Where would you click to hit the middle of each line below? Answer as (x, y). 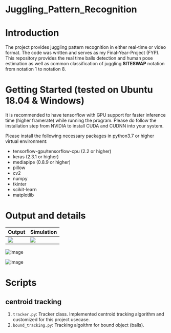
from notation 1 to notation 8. (36, 69)
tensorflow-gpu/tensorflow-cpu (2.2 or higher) (62, 151)
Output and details (46, 216)
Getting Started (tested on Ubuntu (79, 90)
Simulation (44, 232)
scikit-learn (25, 190)
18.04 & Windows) (45, 101)
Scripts (21, 283)
